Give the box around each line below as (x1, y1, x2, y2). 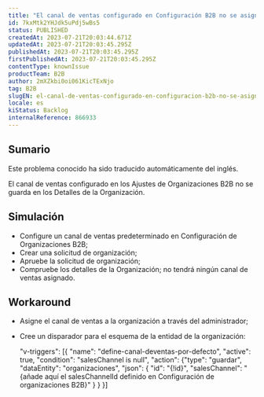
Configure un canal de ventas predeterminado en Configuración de (19, 231, 237, 241)
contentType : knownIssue (8, 63, 90, 71)
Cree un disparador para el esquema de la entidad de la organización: (19, 332, 246, 341)
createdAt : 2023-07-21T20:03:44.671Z (8, 33, 132, 42)
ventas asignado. (19, 273, 76, 282)
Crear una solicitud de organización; (19, 248, 137, 257)
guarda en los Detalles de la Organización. (8, 187, 145, 197)
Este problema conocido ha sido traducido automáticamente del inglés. (8, 164, 239, 173)
